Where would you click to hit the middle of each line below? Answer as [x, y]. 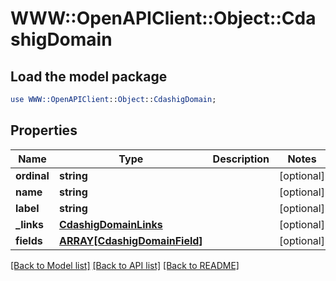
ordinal [32, 175]
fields [29, 240]
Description [241, 159]
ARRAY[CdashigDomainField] [130, 240]
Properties [44, 130]
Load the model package [89, 76]
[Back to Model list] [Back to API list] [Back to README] [125, 265]
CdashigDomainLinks [110, 224]
